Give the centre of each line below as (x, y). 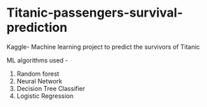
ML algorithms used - (37, 60)
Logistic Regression (45, 96)
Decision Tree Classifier (51, 88)
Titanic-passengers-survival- (95, 13)
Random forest (38, 74)
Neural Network (39, 81)
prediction (37, 27)
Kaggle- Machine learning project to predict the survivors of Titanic (103, 47)
